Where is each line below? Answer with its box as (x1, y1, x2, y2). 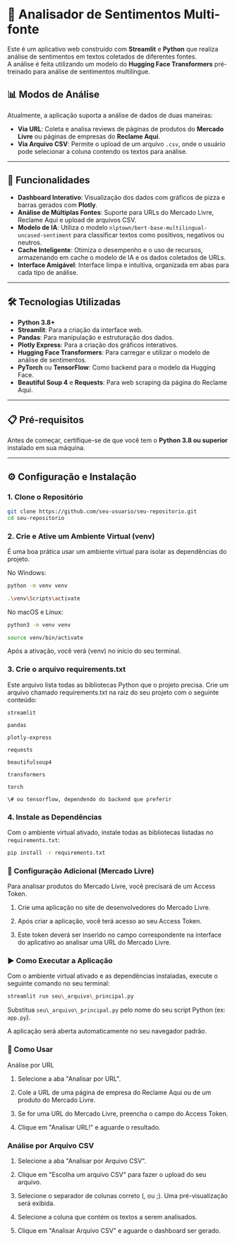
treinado (7, 67, 32, 76)
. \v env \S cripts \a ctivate (7, 595, 80, 602)
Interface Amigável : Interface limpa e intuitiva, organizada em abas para (17, 261, 229, 269)
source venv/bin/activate (7, 634, 83, 641)
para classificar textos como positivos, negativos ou (73, 230, 224, 239)
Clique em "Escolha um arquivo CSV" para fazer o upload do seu (17, 1170, 207, 1178)
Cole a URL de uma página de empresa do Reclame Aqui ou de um (17, 1088, 212, 1096)
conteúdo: (7, 695, 37, 704)
